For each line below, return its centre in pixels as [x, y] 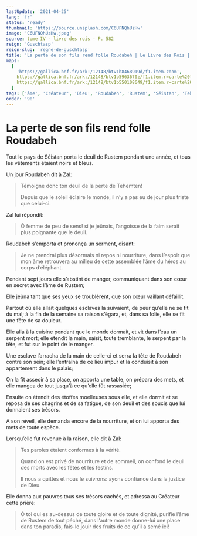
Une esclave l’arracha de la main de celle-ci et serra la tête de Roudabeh [94, 355]
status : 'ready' [26, 22]
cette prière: [21, 503]
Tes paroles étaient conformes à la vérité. [71, 450]
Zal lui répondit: [25, 214]
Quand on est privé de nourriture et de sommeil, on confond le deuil [102, 461]
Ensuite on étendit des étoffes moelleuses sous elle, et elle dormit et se [92, 397]
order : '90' [21, 99]
